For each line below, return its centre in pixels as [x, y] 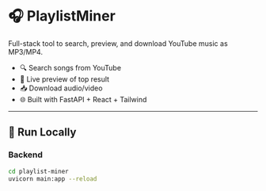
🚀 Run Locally [42, 132]
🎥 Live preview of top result [64, 79]
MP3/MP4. [26, 52]
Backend [26, 155]
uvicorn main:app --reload [53, 179]
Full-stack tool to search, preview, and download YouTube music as [118, 43]
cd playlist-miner [38, 171]
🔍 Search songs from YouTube [70, 67]
